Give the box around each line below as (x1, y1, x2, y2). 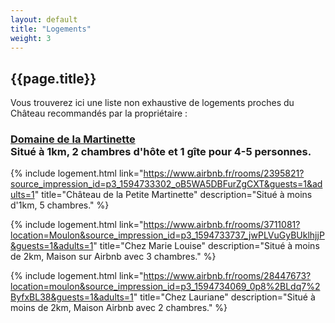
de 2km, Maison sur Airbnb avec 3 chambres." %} (10, 251, 217, 263)
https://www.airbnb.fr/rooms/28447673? (143, 270, 312, 282)
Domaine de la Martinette (10, 132, 136, 146)
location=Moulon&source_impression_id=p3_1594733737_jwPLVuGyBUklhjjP (10, 229, 325, 241)
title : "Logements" (10, 24, 92, 34)
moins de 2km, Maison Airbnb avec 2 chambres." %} (10, 302, 228, 314)
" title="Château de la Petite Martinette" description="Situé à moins (34, 189, 313, 201)
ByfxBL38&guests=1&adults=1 (10, 291, 134, 303)
